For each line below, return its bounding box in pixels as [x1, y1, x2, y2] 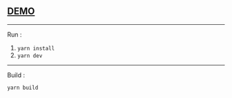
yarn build [7, 84, 39, 91]
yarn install [17, 45, 55, 52]
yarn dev [17, 52, 43, 59]
